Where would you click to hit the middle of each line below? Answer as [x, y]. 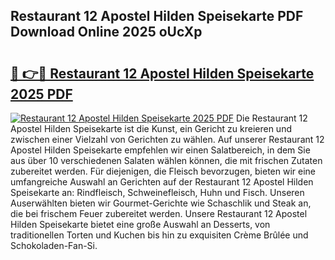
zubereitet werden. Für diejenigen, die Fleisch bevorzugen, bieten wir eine [163, 171]
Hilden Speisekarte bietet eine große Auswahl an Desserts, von [140, 224]
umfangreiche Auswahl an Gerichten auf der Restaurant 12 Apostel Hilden [162, 182]
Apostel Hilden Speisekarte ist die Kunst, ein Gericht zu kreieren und [151, 128]
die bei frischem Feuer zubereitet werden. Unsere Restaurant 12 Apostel [159, 213]
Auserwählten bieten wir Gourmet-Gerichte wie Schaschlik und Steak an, [161, 203]
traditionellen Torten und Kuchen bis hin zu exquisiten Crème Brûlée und [159, 235]
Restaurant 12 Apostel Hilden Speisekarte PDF [157, 16]
